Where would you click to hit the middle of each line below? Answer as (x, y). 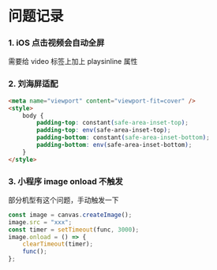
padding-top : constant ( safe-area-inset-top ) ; (113, 123)
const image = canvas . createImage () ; (70, 215)
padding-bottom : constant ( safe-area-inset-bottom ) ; (123, 138)
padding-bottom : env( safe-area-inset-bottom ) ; (114, 145)
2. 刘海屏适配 (33, 84)
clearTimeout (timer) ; (58, 244)
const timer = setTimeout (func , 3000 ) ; (74, 230)
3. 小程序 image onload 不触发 (66, 181)
